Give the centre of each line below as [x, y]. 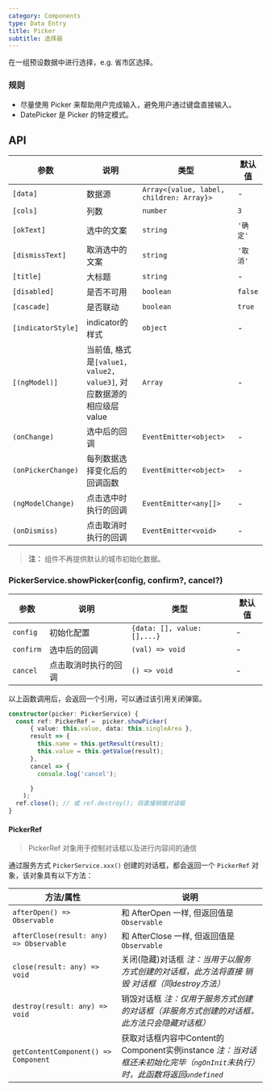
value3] [101, 383]
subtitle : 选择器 [35, 38]
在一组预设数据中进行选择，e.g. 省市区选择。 [83, 62]
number [155, 211]
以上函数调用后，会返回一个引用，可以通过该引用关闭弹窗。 [107, 699]
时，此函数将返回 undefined [172, 1075]
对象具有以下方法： [61, 875]
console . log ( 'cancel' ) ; [77, 774]
